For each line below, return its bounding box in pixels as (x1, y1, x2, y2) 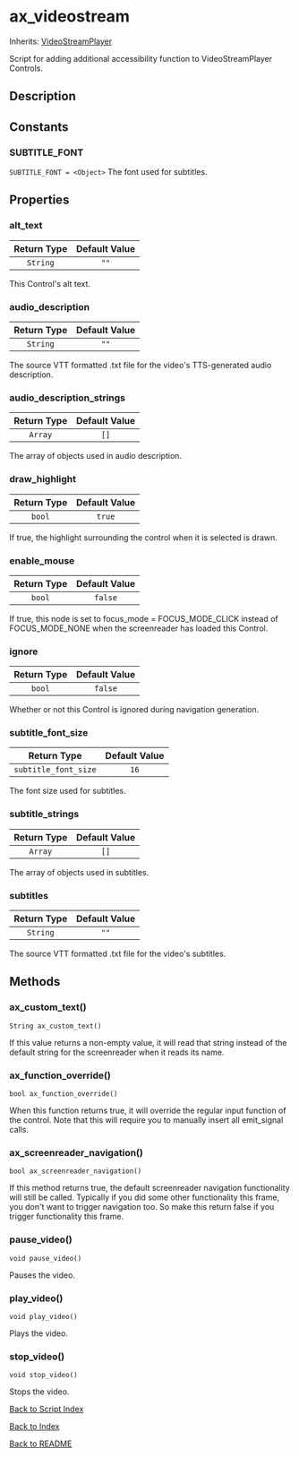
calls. (9, 1125, 30, 1135)
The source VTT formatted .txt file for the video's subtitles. (9, 948, 226, 960)
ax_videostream (9, 6, 130, 27)
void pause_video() (9, 1254, 82, 1263)
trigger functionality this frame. (9, 1211, 124, 1222)
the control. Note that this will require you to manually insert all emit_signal (9, 1115, 284, 1125)
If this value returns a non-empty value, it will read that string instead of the (9, 1037, 288, 1047)
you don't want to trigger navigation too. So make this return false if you (9, 1202, 275, 1212)
